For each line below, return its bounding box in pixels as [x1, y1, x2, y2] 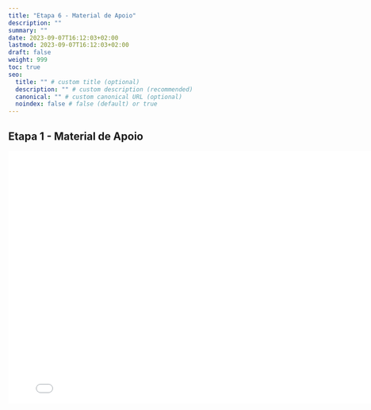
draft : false [8, 48, 52, 56]
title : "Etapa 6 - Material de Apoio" [8, 11, 136, 20]
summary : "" [8, 26, 48, 34]
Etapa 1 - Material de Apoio [8, 129, 144, 143]
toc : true [8, 63, 41, 71]
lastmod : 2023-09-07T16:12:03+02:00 [8, 41, 129, 49]
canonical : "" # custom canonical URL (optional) [15, 93, 182, 101]
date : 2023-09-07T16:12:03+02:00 [8, 33, 119, 42]
